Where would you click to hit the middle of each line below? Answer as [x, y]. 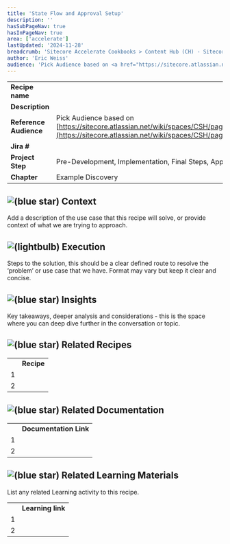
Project [23, 157]
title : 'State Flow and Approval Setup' [66, 13]
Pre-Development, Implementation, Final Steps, [132, 161]
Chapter [24, 177]
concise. [19, 278]
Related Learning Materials [120, 476]
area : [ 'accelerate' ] [38, 39]
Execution [84, 247]
